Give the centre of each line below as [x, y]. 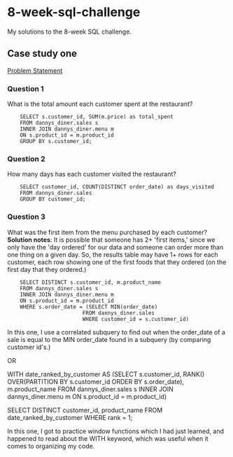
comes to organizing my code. [51, 446]
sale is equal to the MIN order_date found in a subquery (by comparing [109, 339]
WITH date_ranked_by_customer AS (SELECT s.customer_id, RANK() [106, 374]
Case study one [42, 54]
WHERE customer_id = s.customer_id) [136, 319]
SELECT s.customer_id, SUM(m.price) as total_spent [97, 117]
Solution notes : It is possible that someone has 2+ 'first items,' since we [111, 240]
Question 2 [26, 158]
